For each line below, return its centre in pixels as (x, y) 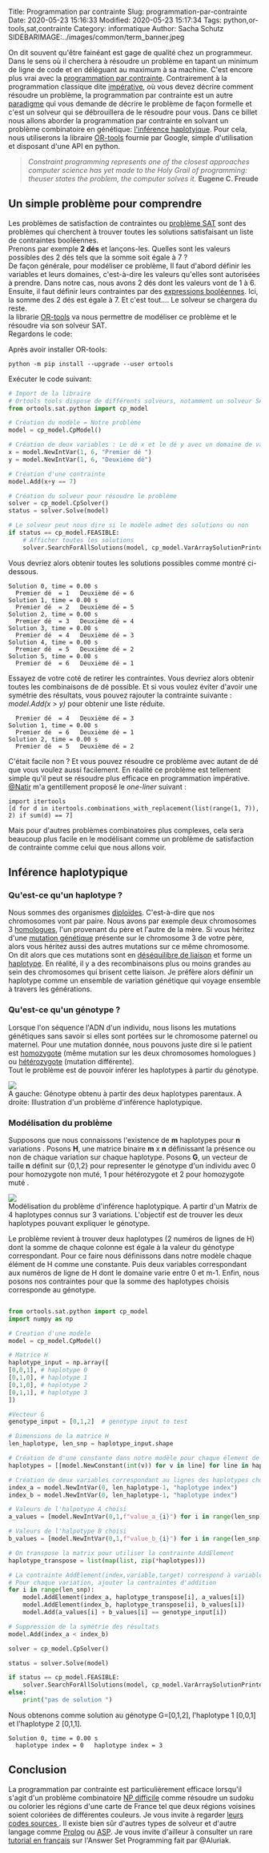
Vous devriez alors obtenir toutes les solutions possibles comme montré (127, 563)
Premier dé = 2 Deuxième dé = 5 (75, 607)
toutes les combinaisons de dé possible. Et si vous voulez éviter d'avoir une (133, 686)
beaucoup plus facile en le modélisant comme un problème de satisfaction (131, 838)
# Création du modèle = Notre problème (75, 423)
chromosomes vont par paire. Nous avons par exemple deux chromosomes (132, 921)
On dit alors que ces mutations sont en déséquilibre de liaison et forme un (130, 955)
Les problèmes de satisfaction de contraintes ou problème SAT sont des (127, 223)
